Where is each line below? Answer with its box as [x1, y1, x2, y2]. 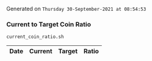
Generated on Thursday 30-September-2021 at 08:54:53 [6, 5, 147, 12]
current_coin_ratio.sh [6, 34, 64, 40]
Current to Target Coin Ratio [6, 20, 92, 28]
